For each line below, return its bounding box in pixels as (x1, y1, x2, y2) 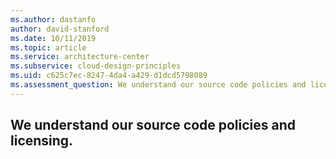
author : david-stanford (10, 24, 110, 34)
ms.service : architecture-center (10, 52, 150, 62)
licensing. (10, 132, 74, 150)
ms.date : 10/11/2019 (10, 33, 97, 43)
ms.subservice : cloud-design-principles (10, 61, 182, 71)
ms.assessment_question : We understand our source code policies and (10, 80, 307, 90)
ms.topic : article (10, 42, 87, 53)
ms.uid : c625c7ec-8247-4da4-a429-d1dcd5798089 (10, 71, 208, 81)
